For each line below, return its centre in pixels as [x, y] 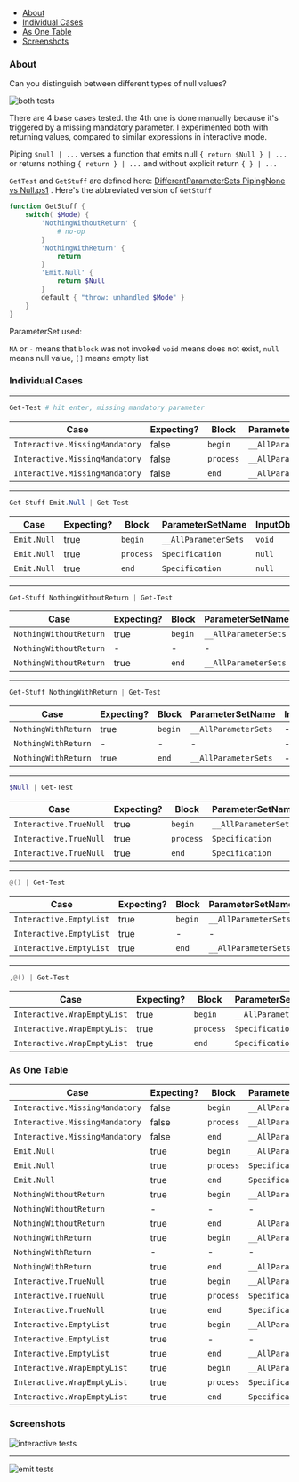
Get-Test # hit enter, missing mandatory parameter [107, 407]
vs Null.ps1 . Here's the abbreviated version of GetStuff [110, 190]
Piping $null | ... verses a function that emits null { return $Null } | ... [148, 154]
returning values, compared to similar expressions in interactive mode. [138, 137]
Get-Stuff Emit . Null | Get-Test [69, 503]
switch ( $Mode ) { [57, 215]
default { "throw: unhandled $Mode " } [113, 297]
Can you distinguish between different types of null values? [118, 84]
